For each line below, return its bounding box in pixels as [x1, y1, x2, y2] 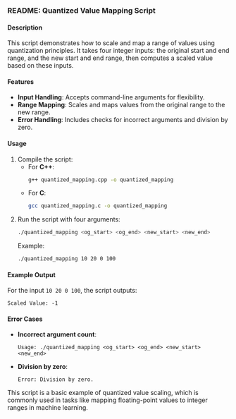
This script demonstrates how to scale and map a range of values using [7, 39, 215, 47]
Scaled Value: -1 [7, 300, 58, 307]
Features [7, 77, 34, 86]
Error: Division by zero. [17, 376, 94, 383]
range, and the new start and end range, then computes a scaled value [7, 54, 213, 62]
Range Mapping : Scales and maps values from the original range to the [17, 101, 225, 109]
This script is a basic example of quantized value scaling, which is [7, 389, 199, 397]
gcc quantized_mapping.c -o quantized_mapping [27, 202, 168, 209]
